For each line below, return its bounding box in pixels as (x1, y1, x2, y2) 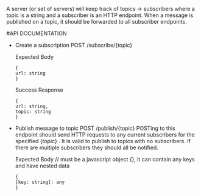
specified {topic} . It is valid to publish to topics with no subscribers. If (15, 138, 191, 144)
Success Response (15, 86, 64, 93)
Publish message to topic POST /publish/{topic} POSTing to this (15, 124, 175, 132)
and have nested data (15, 162, 70, 169)
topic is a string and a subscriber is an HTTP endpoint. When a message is (6, 12, 194, 19)
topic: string (15, 109, 51, 115)
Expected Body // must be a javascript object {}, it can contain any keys (15, 156, 195, 163)
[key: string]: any (15, 179, 65, 185)
